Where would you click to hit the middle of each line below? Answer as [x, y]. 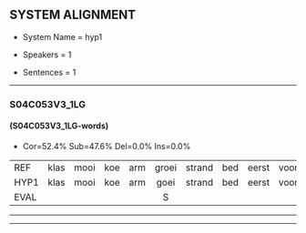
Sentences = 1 [49, 72]
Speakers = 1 [47, 55]
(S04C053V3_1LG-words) [59, 126]
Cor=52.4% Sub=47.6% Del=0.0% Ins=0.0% [107, 146]
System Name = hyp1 [62, 36]
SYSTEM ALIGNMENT [73, 15]
